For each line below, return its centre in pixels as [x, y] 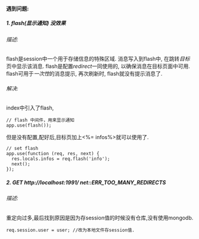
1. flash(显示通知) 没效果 [36, 23]
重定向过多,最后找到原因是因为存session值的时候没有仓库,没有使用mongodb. [100, 218]
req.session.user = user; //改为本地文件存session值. [70, 230]
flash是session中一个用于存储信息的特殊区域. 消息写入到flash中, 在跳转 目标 [98, 59]
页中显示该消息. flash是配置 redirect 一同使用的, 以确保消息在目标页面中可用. [98, 66]
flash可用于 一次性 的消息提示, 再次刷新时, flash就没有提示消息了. [84, 74]
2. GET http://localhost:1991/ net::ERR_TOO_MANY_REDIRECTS [86, 182]
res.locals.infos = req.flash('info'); [61, 159]
